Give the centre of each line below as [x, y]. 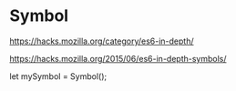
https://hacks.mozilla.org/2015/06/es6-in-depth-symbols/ [118, 58]
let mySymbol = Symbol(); [58, 76]
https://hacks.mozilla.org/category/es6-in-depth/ [102, 41]
